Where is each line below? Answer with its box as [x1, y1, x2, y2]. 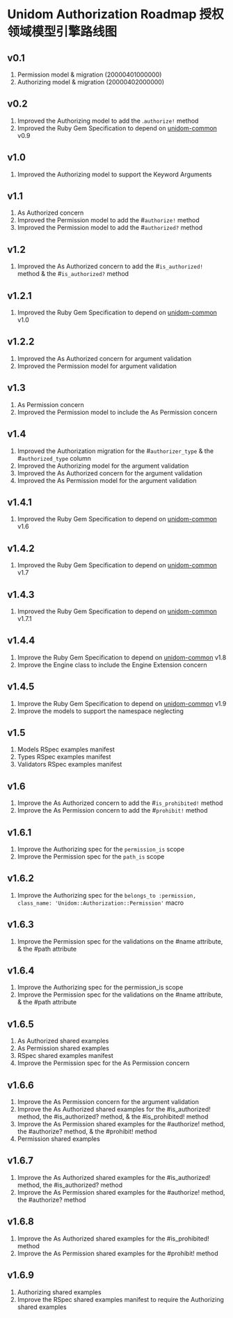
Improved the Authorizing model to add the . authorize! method [17, 116, 199, 125]
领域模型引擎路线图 [7, 24, 118, 40]
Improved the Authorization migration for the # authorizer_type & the [17, 447, 214, 455]
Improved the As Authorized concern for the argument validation [17, 468, 203, 477]
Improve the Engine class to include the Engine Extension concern [17, 660, 207, 669]
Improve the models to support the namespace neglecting [17, 707, 184, 715]
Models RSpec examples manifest [17, 745, 115, 753]
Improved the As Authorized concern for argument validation [17, 354, 192, 362]
